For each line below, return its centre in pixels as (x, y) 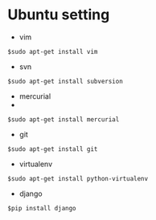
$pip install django (42, 208)
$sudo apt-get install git (53, 149)
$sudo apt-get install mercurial (64, 119)
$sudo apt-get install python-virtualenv (78, 178)
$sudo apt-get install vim (53, 51)
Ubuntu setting (59, 15)
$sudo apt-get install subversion (66, 81)
